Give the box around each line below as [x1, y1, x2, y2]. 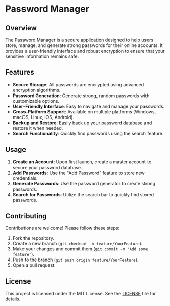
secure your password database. [12, 164, 82, 170]
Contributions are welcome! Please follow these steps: [5, 225, 120, 231]
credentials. [12, 175, 38, 181]
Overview [5, 23, 37, 32]
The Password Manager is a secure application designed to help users [5, 37, 154, 43]
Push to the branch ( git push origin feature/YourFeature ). [12, 256, 139, 263]
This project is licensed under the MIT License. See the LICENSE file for [5, 291, 156, 297]
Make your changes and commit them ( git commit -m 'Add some [12, 246, 148, 252]
